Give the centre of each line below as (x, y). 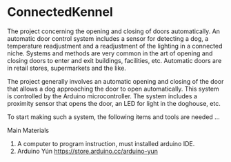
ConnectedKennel (60, 12)
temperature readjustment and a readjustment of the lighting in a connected (115, 46)
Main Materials (28, 130)
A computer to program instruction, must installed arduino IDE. (106, 143)
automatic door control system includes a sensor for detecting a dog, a (108, 38)
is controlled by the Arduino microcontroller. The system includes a (102, 96)
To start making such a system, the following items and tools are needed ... (114, 117)
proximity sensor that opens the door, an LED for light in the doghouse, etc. (114, 103)
